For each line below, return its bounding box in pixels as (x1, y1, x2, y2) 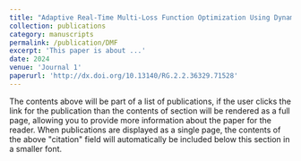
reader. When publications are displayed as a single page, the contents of (9, 124, 281, 135)
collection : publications (9, 21, 106, 30)
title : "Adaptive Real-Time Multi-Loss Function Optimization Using (9, 13, 271, 22)
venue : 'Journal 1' (9, 64, 82, 72)
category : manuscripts (9, 30, 94, 38)
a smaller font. (9, 143, 63, 154)
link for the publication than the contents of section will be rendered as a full (9, 105, 290, 116)
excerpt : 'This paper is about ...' (9, 47, 146, 55)
